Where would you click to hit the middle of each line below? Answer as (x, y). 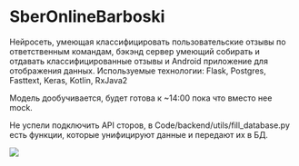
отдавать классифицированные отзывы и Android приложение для (139, 61)
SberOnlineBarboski (87, 17)
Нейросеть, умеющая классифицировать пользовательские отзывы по (148, 42)
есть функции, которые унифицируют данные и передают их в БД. (139, 134)
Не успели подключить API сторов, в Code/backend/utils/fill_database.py (150, 125)
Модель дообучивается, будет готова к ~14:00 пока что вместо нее (141, 98)
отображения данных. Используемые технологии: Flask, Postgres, (138, 71)
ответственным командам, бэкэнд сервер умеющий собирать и (135, 51)
